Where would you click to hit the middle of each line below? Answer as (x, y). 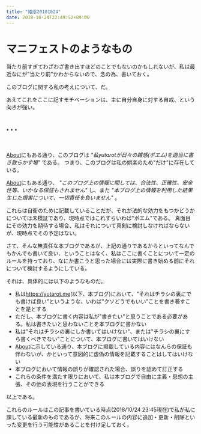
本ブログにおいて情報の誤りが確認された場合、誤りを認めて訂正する (99, 369)
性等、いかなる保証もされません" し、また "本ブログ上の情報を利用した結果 (100, 191)
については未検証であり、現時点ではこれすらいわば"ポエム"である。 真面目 (98, 218)
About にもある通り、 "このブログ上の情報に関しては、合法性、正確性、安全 (100, 183)
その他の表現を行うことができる (65, 384)
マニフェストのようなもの (70, 49)
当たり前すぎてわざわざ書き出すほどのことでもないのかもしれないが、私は (98, 67)
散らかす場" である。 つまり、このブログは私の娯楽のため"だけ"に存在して (103, 162)
